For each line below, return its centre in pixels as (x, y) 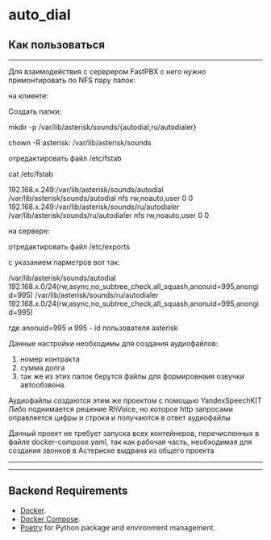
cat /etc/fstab (31, 174)
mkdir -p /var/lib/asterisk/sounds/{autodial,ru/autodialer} (102, 127)
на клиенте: (28, 96)
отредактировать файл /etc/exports (69, 247)
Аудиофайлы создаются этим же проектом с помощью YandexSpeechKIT (135, 400)
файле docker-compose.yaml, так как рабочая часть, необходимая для (130, 442)
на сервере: (29, 231)
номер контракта (50, 359)
